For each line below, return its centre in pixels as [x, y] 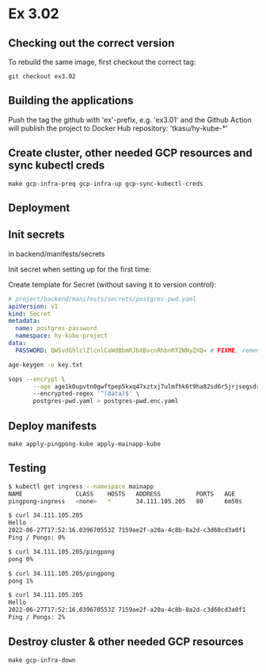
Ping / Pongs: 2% [37, 617]
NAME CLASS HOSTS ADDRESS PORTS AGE [122, 494]
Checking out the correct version [91, 43]
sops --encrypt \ [37, 379]
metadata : [25, 321]
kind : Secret [30, 313]
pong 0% [21, 559]
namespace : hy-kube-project [62, 336]
